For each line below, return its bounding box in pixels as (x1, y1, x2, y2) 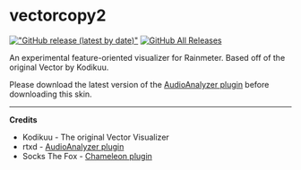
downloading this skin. (9, 89, 92, 99)
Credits (9, 114, 38, 125)
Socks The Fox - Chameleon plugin (21, 150, 152, 161)
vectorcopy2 (9, 5, 107, 26)
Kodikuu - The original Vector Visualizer (21, 132, 170, 142)
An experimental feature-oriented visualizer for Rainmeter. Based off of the (9, 52, 286, 63)
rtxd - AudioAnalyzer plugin (21, 140, 125, 152)
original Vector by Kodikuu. (9, 62, 109, 72)
